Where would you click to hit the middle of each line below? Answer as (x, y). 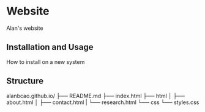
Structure (25, 81)
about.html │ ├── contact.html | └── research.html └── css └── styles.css (103, 102)
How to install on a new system (46, 61)
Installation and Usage (50, 47)
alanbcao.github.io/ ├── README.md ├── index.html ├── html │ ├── (96, 96)
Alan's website (25, 28)
